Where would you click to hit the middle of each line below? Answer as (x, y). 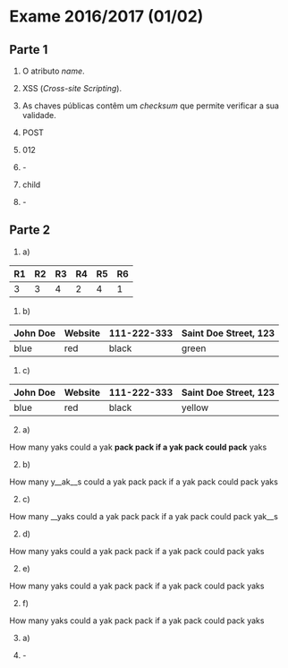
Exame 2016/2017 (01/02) (106, 17)
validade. (39, 115)
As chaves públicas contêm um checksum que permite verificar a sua (151, 106)
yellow (195, 407)
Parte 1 (29, 50)
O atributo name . (53, 71)
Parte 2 (30, 230)
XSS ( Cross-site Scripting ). (72, 88)
